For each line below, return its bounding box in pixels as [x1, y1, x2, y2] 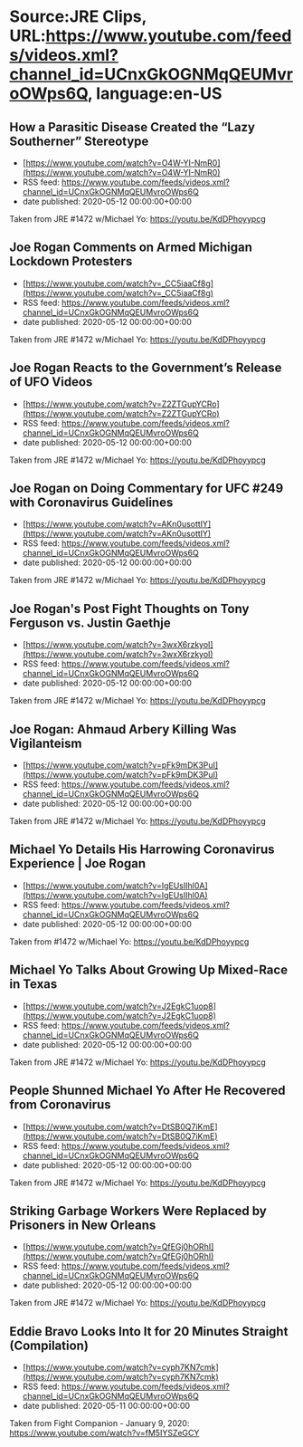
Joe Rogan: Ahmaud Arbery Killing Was [9, 722, 237, 737]
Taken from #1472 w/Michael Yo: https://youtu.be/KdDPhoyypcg [9, 935, 250, 947]
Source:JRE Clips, [9, 6, 147, 27]
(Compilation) [9, 1337, 89, 1353]
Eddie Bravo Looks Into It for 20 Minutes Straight [9, 1324, 289, 1339]
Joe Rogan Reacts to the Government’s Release [9, 360, 282, 376]
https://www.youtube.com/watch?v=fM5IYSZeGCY [9, 1428, 200, 1439]
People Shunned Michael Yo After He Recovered [9, 1083, 287, 1098]
